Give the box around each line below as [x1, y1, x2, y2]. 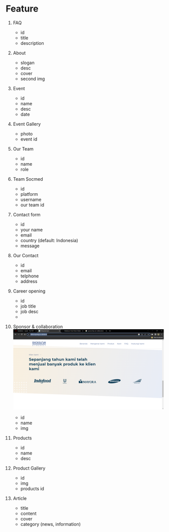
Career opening [13, 288, 46, 294]
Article [13, 495, 27, 501]
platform [20, 191, 38, 197]
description [20, 40, 44, 46]
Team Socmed [13, 176, 43, 182]
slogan [20, 59, 35, 65]
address [20, 278, 38, 284]
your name [20, 226, 43, 233]
